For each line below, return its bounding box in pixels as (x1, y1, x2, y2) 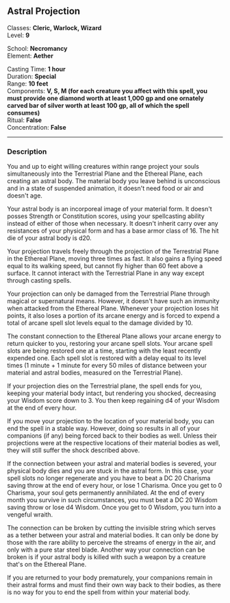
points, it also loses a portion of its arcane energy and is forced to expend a (7, 311, 220, 320)
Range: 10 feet (7, 79, 49, 88)
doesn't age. (7, 191, 43, 200)
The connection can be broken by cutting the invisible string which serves (7, 524, 216, 532)
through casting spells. (7, 276, 72, 285)
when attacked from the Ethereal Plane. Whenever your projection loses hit (7, 305, 219, 313)
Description (7, 147, 47, 156)
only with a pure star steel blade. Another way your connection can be (7, 545, 205, 554)
